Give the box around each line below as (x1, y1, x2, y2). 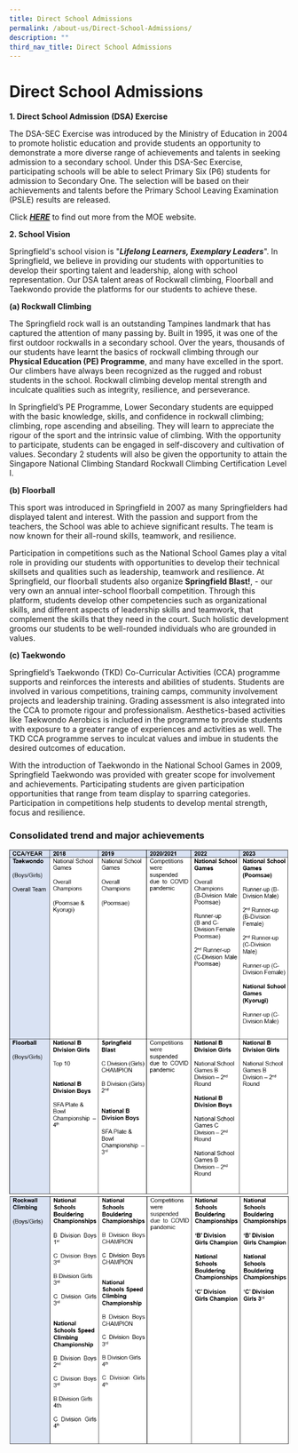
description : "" (9, 33, 69, 42)
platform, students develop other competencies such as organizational (9, 595, 268, 606)
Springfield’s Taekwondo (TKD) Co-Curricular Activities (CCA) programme (9, 667, 281, 678)
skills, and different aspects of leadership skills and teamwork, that (9, 604, 254, 615)
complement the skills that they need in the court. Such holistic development (9, 614, 289, 625)
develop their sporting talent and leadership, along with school (9, 265, 238, 275)
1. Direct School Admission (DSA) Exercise (9, 111, 169, 122)
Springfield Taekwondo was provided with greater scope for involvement (9, 770, 276, 780)
